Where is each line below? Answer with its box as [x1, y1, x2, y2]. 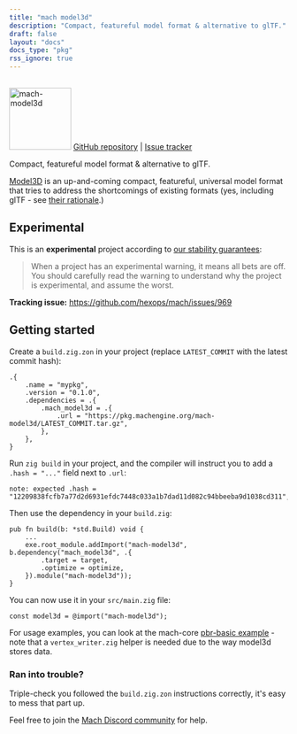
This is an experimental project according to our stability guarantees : [9, 243, 263, 254]
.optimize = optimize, [41, 563, 125, 572]
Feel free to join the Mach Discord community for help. [9, 715, 208, 725]
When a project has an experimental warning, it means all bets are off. [30, 260, 286, 271]
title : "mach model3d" [9, 12, 93, 22]
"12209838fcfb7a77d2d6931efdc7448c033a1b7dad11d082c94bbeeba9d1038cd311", [9, 492, 291, 501]
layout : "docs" [9, 37, 65, 47]
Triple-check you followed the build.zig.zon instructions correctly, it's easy [9, 688, 286, 699]
